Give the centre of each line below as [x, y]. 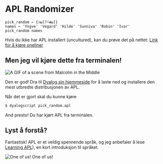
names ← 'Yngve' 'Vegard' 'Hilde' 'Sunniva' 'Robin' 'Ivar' [68, 26]
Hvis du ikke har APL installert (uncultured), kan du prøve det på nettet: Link [81, 40]
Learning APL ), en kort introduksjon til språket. [52, 147]
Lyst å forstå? [26, 130]
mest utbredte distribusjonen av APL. [42, 87]
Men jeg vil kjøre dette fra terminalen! [63, 61]
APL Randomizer [40, 9]
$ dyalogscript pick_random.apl [38, 106]
